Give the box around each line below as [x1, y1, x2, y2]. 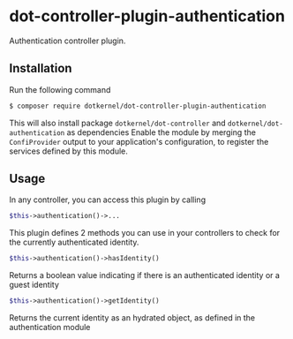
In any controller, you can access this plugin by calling [9, 194, 206, 205]
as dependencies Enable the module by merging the [66, 126, 256, 138]
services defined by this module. [9, 146, 128, 156]
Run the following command [9, 84, 111, 94]
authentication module [9, 322, 91, 333]
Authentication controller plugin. [9, 35, 126, 46]
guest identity [9, 280, 60, 290]
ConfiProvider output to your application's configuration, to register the [9, 136, 269, 147]
